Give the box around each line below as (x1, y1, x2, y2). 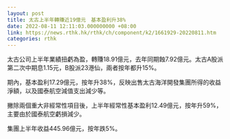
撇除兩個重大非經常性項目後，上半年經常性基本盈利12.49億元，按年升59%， (7, 101, 222, 110)
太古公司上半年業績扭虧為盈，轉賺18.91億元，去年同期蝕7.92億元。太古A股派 (7, 55, 224, 64)
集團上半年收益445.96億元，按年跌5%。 (7, 125, 122, 133)
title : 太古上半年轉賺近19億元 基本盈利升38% (7, 16, 126, 23)
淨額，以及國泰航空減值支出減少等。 (7, 87, 110, 95)
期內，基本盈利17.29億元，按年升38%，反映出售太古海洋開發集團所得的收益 (7, 78, 222, 86)
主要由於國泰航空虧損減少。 (7, 110, 86, 118)
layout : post (7, 10, 45, 17)
